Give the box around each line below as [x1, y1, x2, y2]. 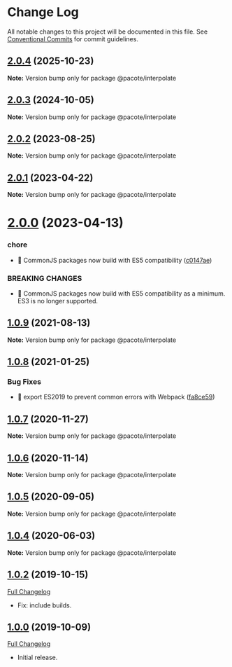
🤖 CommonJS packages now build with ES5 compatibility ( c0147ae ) [17, 256, 212, 264]
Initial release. [17, 653, 58, 662]
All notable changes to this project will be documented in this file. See [7, 27, 208, 36]
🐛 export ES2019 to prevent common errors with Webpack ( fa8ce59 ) [17, 393, 215, 401]
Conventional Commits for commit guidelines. [7, 34, 138, 43]
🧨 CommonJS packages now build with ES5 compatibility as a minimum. [17, 289, 226, 298]
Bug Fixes [7, 377, 42, 387]
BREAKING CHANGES [7, 273, 82, 283]
